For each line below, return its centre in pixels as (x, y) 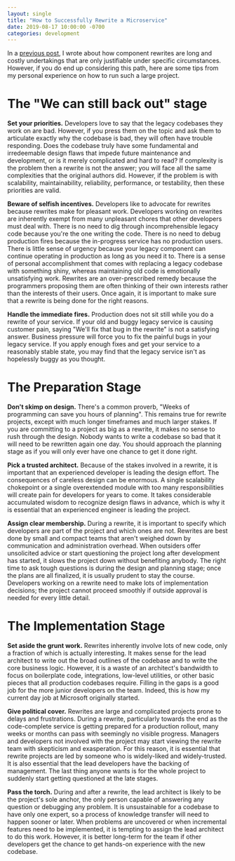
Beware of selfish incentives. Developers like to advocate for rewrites (109, 204)
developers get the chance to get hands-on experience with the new (106, 844)
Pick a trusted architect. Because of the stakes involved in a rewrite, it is (113, 465)
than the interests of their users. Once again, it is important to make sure (112, 293)
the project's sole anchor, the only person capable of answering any (106, 799)
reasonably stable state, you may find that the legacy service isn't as (106, 352)
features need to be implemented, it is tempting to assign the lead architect (116, 829)
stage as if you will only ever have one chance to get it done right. (102, 452)
